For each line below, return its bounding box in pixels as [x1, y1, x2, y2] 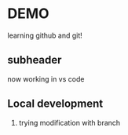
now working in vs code [7, 74, 85, 83]
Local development [7, 97, 104, 111]
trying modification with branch [18, 118, 121, 127]
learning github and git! [7, 31, 83, 40]
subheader [7, 53, 62, 67]
